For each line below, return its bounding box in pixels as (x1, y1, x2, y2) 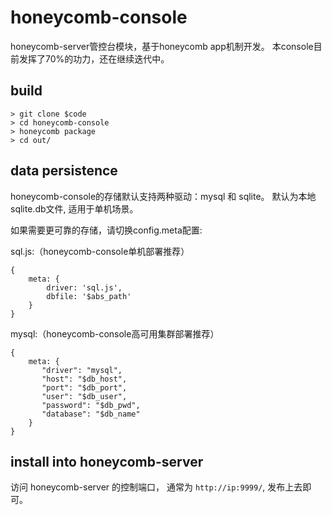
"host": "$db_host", (41, 374, 128, 384)
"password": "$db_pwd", (41, 400, 141, 410)
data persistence (10, 162, 118, 180)
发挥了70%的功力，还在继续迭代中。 (18, 52, 170, 65)
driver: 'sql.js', (46, 282, 123, 293)
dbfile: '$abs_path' (46, 291, 132, 301)
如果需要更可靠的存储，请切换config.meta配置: (10, 224, 203, 236)
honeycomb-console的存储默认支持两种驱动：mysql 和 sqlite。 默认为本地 (10, 190, 317, 202)
